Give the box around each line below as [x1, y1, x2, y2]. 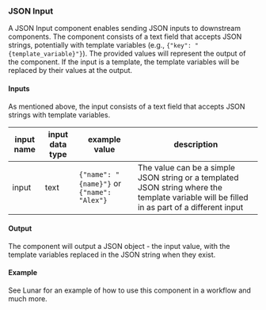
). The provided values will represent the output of [82, 49, 246, 59]
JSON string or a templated [137, 172, 239, 183]
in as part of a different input [137, 201, 244, 212]
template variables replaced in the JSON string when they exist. [8, 250, 216, 259]
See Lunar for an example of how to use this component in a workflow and [8, 285, 252, 295]
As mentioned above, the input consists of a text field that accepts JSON [8, 101, 245, 111]
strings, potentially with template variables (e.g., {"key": [8, 40, 192, 50]
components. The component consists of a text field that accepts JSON [8, 32, 242, 41]
